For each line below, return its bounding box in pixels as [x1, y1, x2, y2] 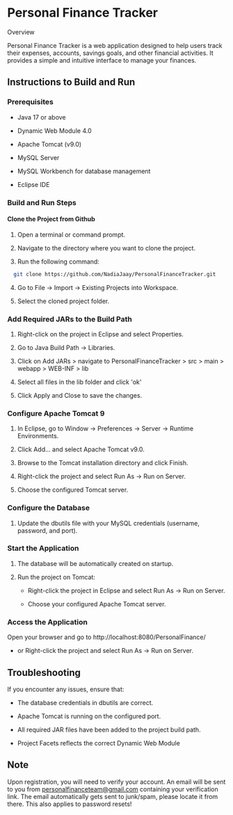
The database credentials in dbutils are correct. [17, 698, 154, 707]
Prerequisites [7, 97, 54, 107]
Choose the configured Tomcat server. [17, 485, 129, 494]
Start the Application [7, 544, 79, 554]
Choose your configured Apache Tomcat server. [27, 599, 166, 608]
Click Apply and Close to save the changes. [17, 391, 143, 399]
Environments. [17, 432, 59, 440]
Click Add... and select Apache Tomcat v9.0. [17, 445, 145, 453]
